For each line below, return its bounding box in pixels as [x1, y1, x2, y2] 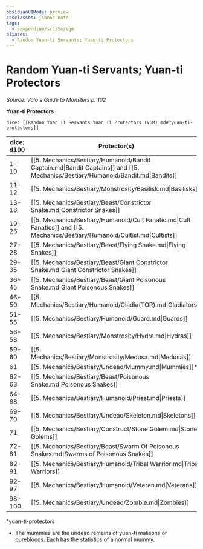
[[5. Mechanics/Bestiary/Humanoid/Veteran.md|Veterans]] [31, 481, 198, 489]
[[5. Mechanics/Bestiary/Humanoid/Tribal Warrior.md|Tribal [31, 459, 201, 468]
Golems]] [31, 432, 57, 441]
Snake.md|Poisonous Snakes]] [31, 380, 118, 388]
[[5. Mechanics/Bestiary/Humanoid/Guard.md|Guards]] [31, 314, 188, 322]
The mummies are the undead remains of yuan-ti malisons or [14, 529, 167, 536]
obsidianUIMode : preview [6, 8, 69, 15]
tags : [6, 20, 20, 26]
